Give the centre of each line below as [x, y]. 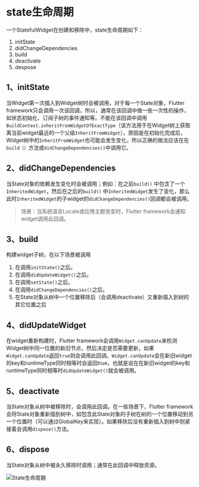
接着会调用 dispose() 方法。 [39, 429]
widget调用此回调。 [45, 219]
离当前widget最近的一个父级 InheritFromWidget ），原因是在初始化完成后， [96, 132]
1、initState [28, 87]
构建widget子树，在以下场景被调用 [49, 255]
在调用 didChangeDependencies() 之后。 [61, 290]
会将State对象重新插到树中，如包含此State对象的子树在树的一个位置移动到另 [100, 414]
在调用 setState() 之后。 [44, 282]
